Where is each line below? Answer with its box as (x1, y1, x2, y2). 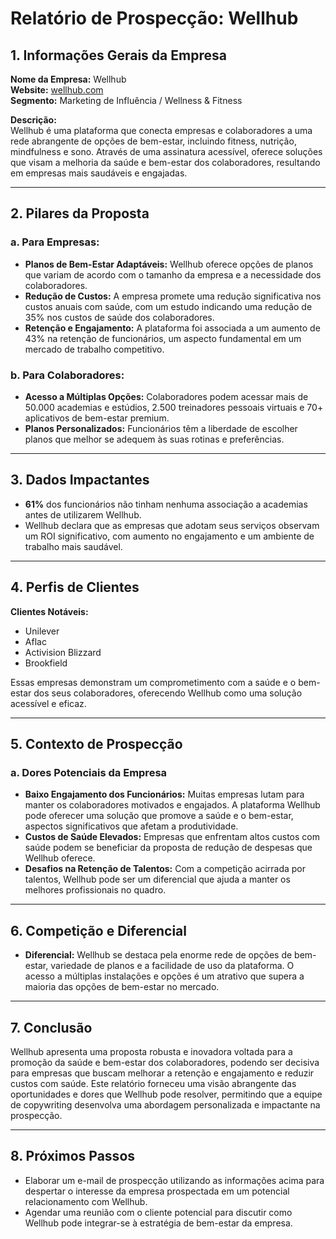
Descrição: (10, 114, 57, 126)
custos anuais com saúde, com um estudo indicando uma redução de (24, 300, 313, 312)
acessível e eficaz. (10, 697, 87, 709)
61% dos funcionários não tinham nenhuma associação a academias (24, 498, 308, 510)
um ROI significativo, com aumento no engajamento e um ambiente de (24, 530, 315, 542)
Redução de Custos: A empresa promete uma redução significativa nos (24, 290, 322, 302)
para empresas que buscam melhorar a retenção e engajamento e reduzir (10, 1067, 315, 1079)
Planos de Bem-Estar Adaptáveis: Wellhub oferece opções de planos (24, 258, 314, 270)
